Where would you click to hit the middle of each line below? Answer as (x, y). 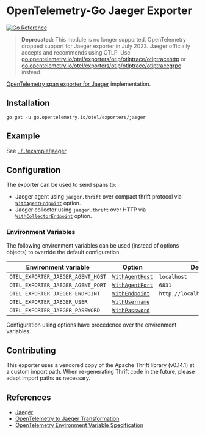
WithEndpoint (131, 293)
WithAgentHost (133, 277)
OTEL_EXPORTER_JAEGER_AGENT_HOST (58, 277)
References (29, 397)
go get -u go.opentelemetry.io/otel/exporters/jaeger (76, 117)
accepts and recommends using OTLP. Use (76, 52)
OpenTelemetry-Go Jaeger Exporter (99, 11)
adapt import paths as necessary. (48, 378)
